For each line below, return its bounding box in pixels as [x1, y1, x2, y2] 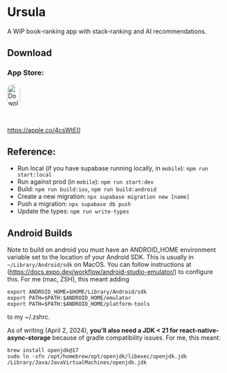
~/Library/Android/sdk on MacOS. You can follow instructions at [7, 261, 192, 269]
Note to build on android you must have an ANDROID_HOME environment [7, 245, 217, 254]
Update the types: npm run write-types [17, 207, 129, 216]
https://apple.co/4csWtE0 [7, 125, 81, 134]
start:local [17, 171, 52, 179]
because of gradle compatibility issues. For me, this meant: [52, 333, 221, 342]
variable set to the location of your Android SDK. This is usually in [7, 253, 194, 261]
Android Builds [7, 227, 73, 239]
